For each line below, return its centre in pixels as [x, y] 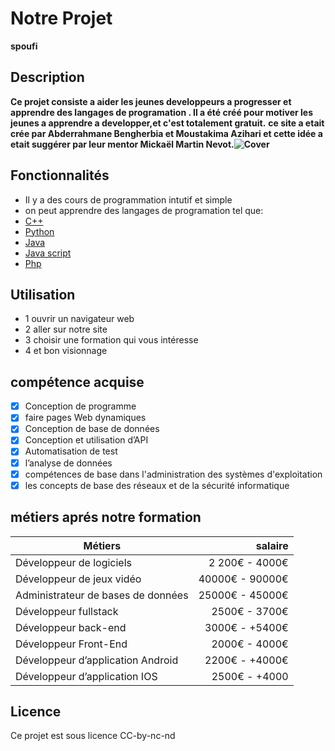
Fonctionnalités [60, 175]
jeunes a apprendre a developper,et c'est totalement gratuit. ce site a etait [167, 123]
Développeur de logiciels [73, 562]
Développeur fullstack [67, 611]
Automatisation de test [71, 451]
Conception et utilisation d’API [86, 440]
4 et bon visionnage [66, 351]
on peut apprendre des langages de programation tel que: [144, 210]
